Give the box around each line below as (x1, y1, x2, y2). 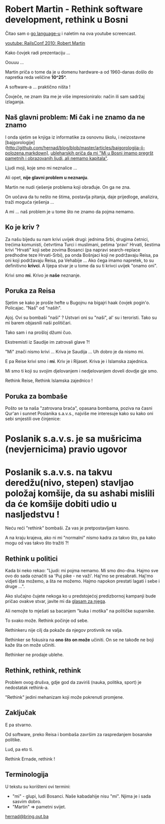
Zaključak (5, 709, 36, 717)
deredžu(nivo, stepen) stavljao (5, 477, 134, 488)
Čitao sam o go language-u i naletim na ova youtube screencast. (5, 30, 137, 36)
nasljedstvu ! (5, 509, 60, 520)
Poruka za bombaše (5, 392, 68, 400)
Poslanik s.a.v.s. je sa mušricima (5, 433, 142, 445)
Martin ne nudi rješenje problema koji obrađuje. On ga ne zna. (5, 184, 131, 190)
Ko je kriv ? (5, 223, 40, 231)
